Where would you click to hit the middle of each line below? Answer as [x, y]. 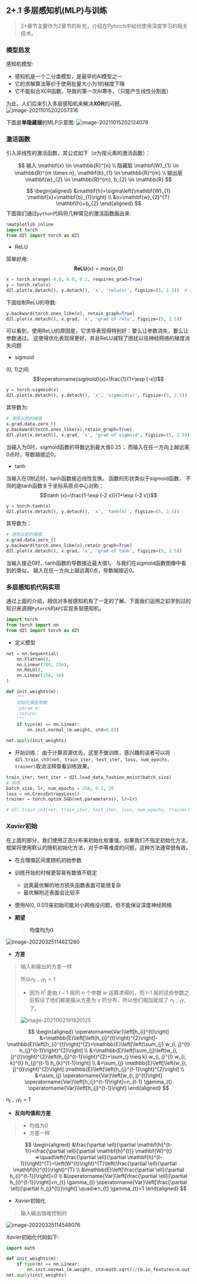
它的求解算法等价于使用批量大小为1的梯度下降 [69, 84]
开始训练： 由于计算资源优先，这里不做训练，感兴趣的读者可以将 [92, 752]
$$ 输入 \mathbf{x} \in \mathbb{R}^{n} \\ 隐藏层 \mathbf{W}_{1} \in [98, 166]
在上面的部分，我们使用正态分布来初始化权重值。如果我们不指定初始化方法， [98, 840]
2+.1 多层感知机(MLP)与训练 [57, 11]
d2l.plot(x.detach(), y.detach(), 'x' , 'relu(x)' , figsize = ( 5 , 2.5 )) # [97, 290]
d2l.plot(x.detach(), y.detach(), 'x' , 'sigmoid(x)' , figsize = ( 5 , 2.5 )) [97, 396]
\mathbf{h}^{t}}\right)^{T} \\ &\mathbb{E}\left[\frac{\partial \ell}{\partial [98, 1169]
